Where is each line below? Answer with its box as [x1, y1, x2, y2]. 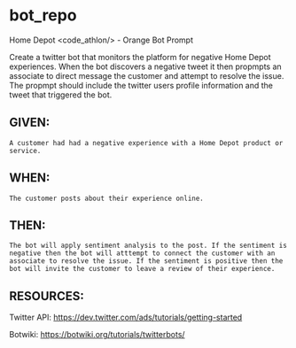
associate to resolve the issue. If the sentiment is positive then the [9, 257, 284, 266]
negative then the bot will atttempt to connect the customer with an [9, 249, 276, 258]
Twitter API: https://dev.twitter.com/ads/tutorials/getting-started [9, 312, 243, 323]
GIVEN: [9, 115, 51, 130]
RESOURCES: [9, 289, 84, 304]
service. [9, 146, 42, 155]
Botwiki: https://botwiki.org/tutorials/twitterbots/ [9, 329, 185, 340]
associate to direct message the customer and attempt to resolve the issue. [9, 70, 284, 81]
